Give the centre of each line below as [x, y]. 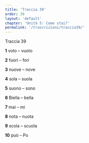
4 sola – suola [19, 79]
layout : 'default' [23, 18]
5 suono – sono [20, 88]
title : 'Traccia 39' [26, 9]
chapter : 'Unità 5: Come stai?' [37, 23]
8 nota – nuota [19, 116]
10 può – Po [17, 135]
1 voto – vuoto [19, 51]
